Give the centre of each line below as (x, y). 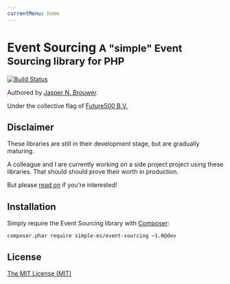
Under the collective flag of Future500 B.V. (68, 106)
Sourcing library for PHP (66, 61)
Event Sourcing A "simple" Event (95, 47)
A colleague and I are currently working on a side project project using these (115, 164)
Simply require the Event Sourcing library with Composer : (89, 223)
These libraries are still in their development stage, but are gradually (103, 144)
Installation (32, 207)
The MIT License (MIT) (39, 273)
